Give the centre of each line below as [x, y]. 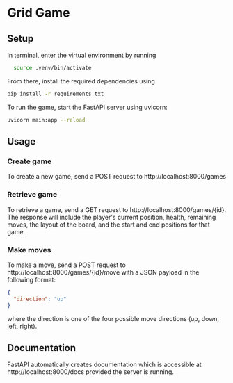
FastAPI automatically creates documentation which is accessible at [104, 365]
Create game [30, 161]
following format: [32, 279]
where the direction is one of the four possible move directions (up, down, [113, 318]
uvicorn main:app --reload [46, 120]
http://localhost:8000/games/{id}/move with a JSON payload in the [103, 272]
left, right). [22, 326]
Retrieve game [32, 195]
